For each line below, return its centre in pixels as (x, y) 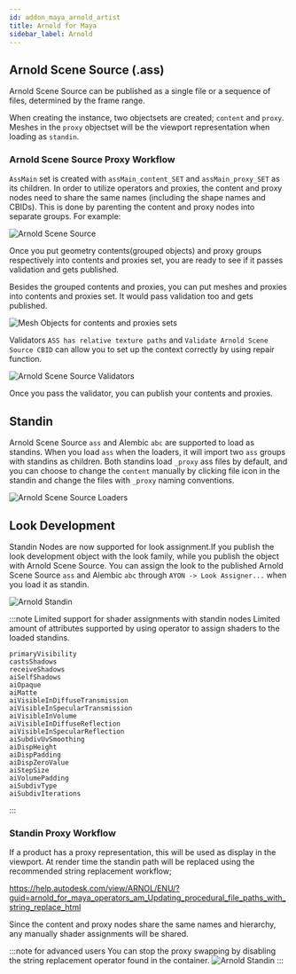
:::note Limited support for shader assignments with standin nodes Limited (145, 619)
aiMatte (23, 693)
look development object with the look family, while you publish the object (144, 556)
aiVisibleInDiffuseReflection (65, 724)
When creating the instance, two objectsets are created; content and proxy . (147, 118)
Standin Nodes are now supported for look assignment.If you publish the (142, 547)
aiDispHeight (33, 747)
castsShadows (33, 662)
